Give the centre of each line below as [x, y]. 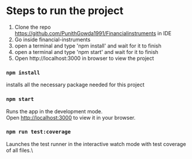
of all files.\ [20, 150]
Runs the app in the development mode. [54, 111]
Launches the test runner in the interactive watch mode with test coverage [96, 144]
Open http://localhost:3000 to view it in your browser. [71, 117]
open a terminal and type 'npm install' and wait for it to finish [88, 46]
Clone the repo [33, 27]
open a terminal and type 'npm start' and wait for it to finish [86, 52]
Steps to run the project [65, 11]
